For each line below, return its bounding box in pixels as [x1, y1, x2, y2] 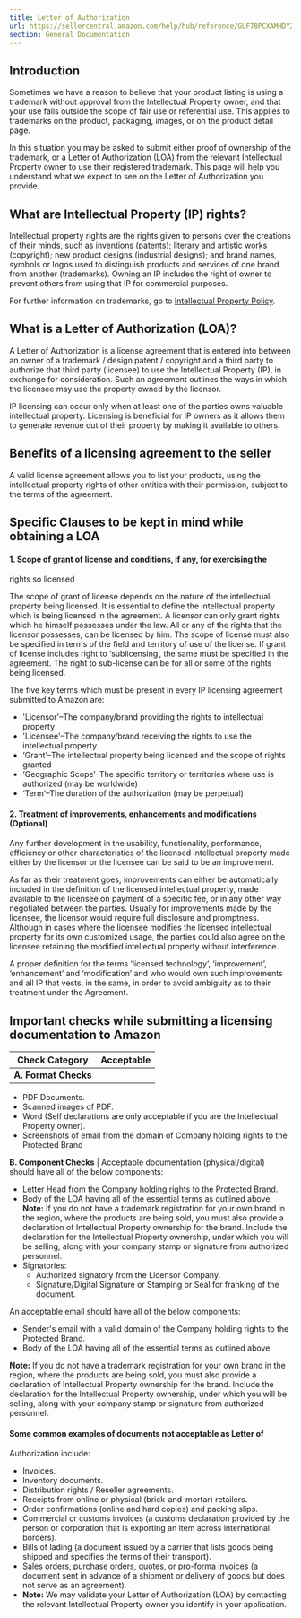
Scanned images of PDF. [21, 1101, 114, 1113]
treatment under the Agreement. [9, 987, 128, 998]
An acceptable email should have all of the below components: [9, 1307, 241, 1317]
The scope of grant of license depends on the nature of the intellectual [9, 591, 271, 602]
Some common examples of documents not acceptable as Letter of [9, 1428, 264, 1439]
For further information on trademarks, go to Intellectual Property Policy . [9, 295, 276, 306]
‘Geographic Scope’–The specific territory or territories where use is [21, 769, 275, 780]
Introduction [9, 63, 81, 78]
